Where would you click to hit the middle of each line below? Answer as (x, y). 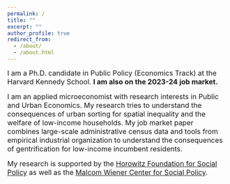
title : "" (22, 20)
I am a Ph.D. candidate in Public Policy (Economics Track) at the (112, 72)
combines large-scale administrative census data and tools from (113, 131)
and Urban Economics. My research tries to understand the (105, 105)
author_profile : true (39, 33)
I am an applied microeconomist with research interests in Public (113, 96)
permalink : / (26, 14)
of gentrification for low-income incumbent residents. (95, 148)
